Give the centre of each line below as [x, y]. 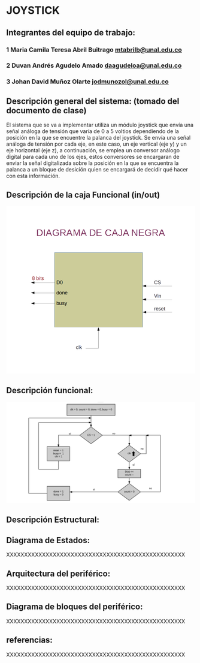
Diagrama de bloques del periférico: [75, 607]
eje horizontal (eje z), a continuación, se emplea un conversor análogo [93, 150]
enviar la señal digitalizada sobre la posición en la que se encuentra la [93, 163]
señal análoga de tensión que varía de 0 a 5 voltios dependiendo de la [93, 131]
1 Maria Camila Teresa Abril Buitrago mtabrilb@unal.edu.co [94, 50]
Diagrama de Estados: [48, 540]
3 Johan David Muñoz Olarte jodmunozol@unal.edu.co [87, 82]
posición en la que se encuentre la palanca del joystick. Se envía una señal [99, 138]
